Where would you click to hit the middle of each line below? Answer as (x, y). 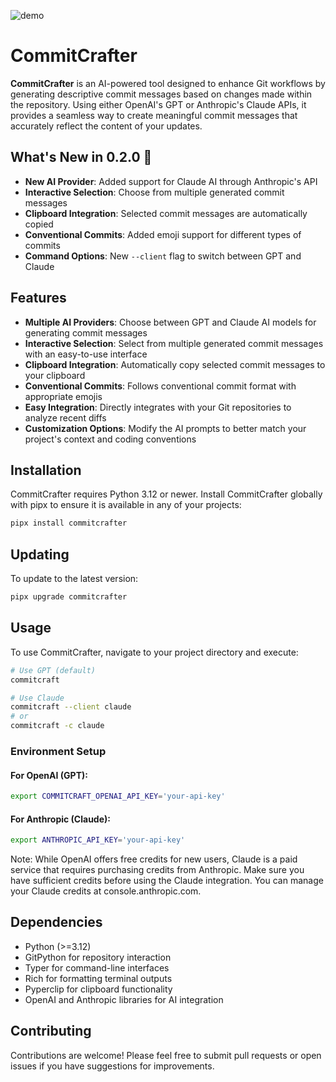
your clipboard (55, 375)
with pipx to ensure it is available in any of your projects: (126, 505)
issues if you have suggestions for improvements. (112, 1066)
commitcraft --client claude (71, 707)
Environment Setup (58, 751)
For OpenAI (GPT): (49, 775)
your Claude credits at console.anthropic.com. (106, 891)
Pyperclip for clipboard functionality (98, 989)
